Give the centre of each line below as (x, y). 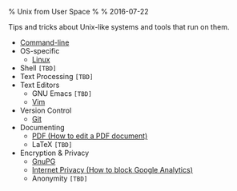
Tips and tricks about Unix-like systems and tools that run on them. (119, 27)
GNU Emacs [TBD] (62, 94)
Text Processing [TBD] (56, 76)
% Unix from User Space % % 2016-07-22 (79, 12)
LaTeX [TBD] (52, 144)
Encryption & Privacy (54, 153)
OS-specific (40, 51)
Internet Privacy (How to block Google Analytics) (112, 170)
